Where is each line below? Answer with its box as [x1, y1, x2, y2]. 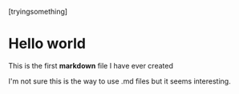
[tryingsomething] [8, 7, 68, 16]
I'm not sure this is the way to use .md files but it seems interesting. [8, 76, 231, 86]
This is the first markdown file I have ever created [8, 61, 174, 70]
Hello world [8, 35, 87, 53]
